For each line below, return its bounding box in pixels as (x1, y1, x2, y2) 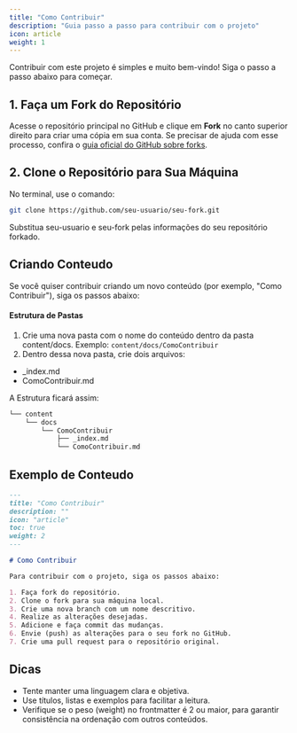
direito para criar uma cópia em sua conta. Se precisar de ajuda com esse (9, 130, 279, 141)
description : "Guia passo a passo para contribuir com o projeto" (9, 21, 260, 30)
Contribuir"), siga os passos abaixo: (9, 290, 140, 300)
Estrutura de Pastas (9, 310, 84, 321)
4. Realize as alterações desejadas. (9, 612, 149, 621)
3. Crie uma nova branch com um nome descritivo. (9, 604, 197, 613)
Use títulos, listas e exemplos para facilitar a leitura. (21, 695, 211, 706)
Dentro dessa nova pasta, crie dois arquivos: (21, 348, 186, 359)
